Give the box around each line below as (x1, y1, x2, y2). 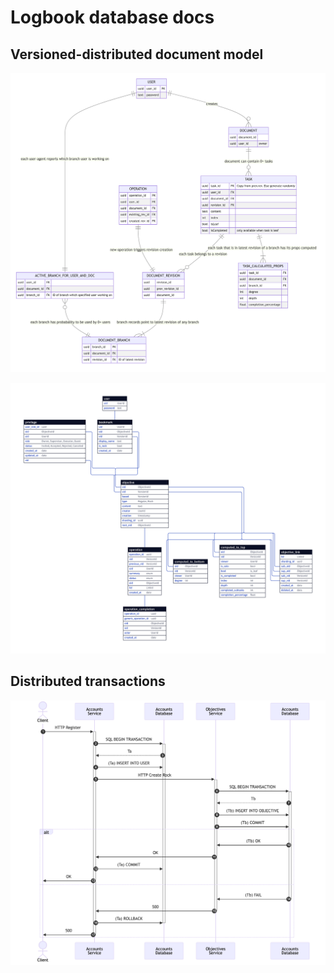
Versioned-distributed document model (10, 46, 264, 63)
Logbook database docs (10, 6, 215, 29)
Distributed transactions (10, 673, 166, 690)
